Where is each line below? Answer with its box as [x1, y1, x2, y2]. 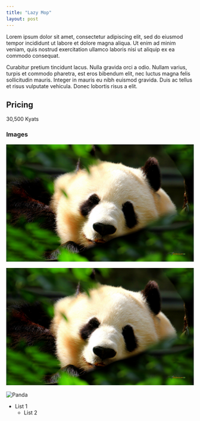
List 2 [23, 408, 37, 416]
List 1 [14, 403, 28, 410]
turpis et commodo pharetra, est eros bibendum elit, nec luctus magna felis [6, 70, 190, 77]
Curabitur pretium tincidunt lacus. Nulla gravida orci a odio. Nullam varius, [6, 63, 187, 71]
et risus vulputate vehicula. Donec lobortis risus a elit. [6, 82, 138, 89]
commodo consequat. [6, 52, 60, 59]
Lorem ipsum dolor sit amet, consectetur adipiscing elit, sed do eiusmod [6, 33, 183, 40]
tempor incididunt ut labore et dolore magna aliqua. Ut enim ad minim [6, 39, 176, 46]
